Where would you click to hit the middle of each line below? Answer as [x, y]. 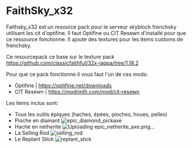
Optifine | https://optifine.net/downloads [63, 85]
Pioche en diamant [37, 120]
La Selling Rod [32, 133]
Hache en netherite [38, 126]
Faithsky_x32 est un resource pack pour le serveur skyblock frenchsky [91, 27]
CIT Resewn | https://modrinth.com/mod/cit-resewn [77, 91]
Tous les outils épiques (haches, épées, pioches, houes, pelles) [91, 114]
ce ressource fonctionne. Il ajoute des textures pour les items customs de [95, 39]
